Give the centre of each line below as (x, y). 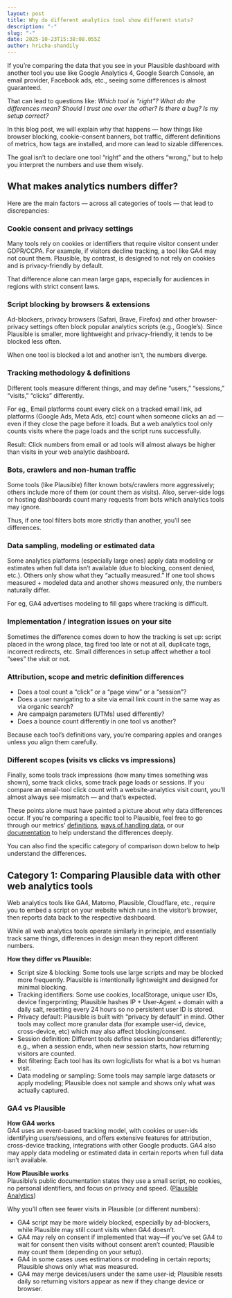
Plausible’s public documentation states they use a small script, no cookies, (115, 1181)
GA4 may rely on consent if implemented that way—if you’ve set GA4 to (120, 1237)
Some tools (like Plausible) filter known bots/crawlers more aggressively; (111, 485)
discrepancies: (28, 210)
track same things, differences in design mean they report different (103, 938)
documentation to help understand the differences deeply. (90, 833)
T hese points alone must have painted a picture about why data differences (115, 811)
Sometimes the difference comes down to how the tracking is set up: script (114, 637)
